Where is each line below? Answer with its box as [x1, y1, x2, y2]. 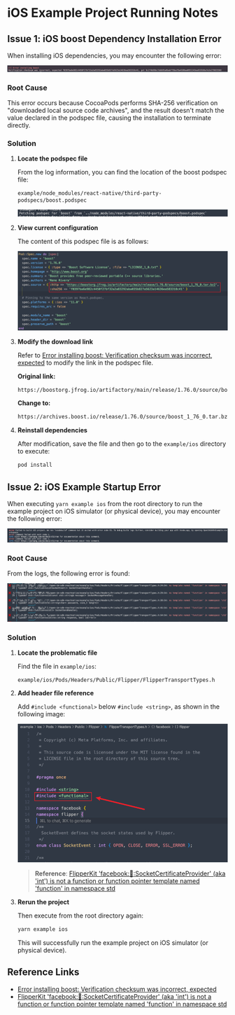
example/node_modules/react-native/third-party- [17, 190, 162, 197]
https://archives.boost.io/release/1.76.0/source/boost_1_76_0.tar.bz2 [17, 414, 231, 421]
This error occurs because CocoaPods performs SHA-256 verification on [7, 99, 218, 107]
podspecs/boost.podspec [17, 197, 87, 204]
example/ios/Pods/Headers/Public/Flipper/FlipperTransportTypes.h [17, 676, 215, 684]
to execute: [17, 447, 50, 456]
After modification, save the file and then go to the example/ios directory [17, 440, 227, 448]
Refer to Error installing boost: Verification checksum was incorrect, [17, 350, 213, 359]
